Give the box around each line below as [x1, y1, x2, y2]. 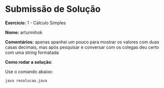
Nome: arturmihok [5, 29, 43, 35]
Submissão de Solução [5, 3, 101, 15]
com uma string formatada [5, 49, 59, 55]
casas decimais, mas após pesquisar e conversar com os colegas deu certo [5, 44, 159, 50]
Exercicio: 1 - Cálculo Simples [5, 20, 66, 26]
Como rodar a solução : [5, 59, 53, 65]
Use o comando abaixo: [5, 68, 53, 75]
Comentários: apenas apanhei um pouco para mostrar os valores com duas [5, 39, 160, 45]
